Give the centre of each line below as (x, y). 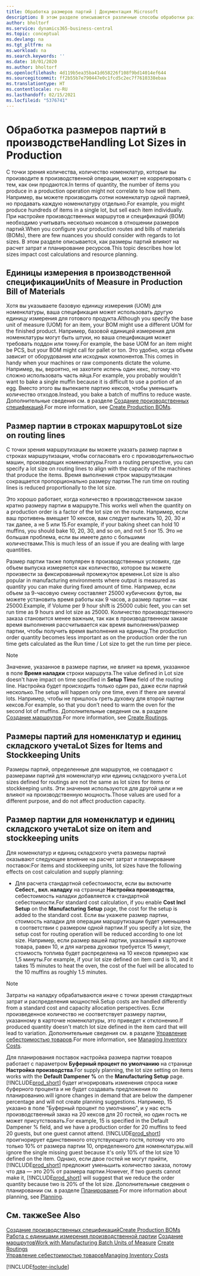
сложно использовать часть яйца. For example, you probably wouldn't (94, 376)
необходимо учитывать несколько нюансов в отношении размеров (93, 222)
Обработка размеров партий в (86, 130)
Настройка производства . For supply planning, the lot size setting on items (100, 1070)
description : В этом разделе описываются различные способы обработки (96, 17)
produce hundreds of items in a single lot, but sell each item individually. (95, 210)
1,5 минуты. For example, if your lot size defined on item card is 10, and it (104, 959)
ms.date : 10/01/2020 (32, 61)
